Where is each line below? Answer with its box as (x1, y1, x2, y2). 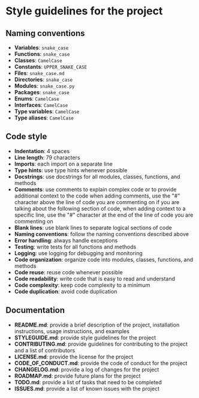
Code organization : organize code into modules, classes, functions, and (14, 256, 194, 263)
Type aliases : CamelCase (14, 114, 74, 121)
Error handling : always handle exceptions (14, 237, 118, 244)
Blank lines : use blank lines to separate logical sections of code (14, 224, 172, 231)
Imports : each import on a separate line (14, 160, 113, 167)
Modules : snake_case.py (14, 82, 76, 89)
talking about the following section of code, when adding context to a (14, 205, 186, 212)
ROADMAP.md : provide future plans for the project (14, 372, 141, 379)
